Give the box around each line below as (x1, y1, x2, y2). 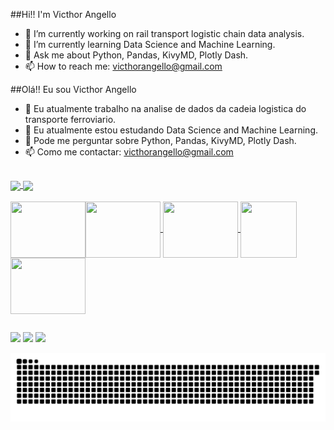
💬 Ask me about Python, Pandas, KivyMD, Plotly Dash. (24, 49, 249, 61)
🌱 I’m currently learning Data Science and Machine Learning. (24, 39, 276, 50)
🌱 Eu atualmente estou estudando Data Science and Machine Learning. (24, 124, 319, 136)
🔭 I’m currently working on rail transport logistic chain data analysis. (24, 28, 305, 39)
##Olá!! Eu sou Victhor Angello (10, 84, 137, 95)
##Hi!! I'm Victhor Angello (10, 9, 117, 20)
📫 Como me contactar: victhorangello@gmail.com (24, 146, 234, 158)
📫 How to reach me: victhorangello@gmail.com (24, 60, 223, 72)
